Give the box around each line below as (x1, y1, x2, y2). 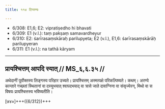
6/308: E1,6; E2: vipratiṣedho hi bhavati (12, 25, 92, 31)
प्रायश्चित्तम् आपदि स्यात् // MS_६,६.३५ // (5, 65, 105, 73)
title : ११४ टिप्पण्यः (5, 7, 39, 12)
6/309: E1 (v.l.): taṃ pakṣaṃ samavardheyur (12, 30, 102, 36)
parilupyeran (12, 40, 38, 47)
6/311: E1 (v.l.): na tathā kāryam (12, 46, 75, 52)
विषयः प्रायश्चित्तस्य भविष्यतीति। (5, 89, 53, 95)
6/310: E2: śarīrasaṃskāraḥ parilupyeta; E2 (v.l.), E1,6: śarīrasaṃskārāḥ (12, 35, 156, 41)
